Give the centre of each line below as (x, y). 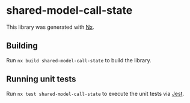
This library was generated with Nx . (50, 27)
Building (22, 46)
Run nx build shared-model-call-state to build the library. (79, 60)
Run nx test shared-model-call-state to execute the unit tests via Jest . (95, 93)
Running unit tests (41, 79)
